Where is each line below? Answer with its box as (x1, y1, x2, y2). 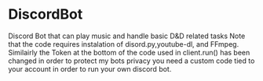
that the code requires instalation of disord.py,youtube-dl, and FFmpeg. (8, 39, 239, 48)
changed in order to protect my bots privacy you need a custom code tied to (8, 56, 255, 65)
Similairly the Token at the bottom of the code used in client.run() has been (8, 48, 250, 57)
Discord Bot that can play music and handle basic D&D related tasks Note (8, 31, 246, 40)
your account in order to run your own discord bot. (8, 64, 172, 73)
